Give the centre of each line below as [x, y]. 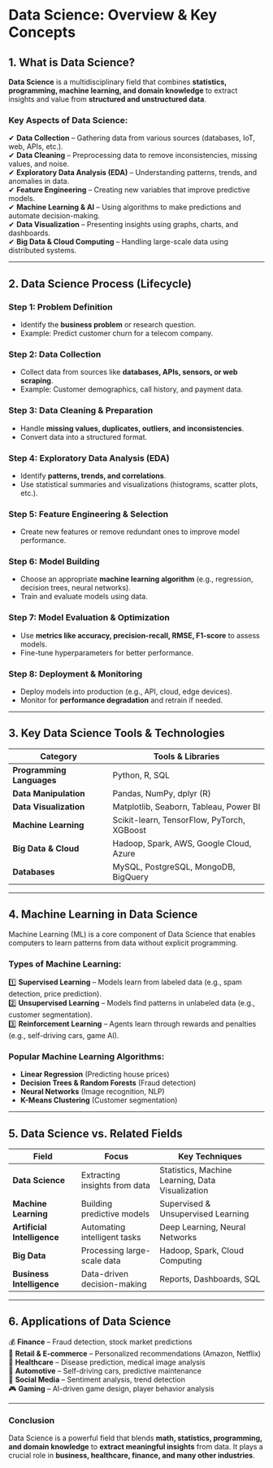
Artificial [30, 1227]
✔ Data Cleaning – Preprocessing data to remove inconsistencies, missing [133, 156]
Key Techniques [210, 1156]
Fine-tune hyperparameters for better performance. [107, 652]
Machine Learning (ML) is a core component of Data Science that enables [132, 934]
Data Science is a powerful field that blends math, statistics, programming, [135, 1438]
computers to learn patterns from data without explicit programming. [123, 943]
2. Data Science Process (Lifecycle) [100, 284]
